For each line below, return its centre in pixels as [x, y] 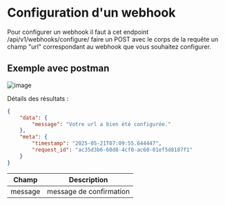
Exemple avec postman [58, 68]
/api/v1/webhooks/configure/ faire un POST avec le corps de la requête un [113, 39]
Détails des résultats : [38, 98]
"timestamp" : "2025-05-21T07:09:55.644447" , [97, 143]
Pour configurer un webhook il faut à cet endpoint [78, 32]
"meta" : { [34, 137]
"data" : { [34, 118]
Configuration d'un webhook [91, 13]
